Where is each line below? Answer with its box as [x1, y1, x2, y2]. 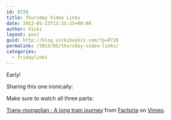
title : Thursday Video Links [6, 15, 81, 21]
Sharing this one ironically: [6, 83, 73, 90]
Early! [6, 71, 21, 78]
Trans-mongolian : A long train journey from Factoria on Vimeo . [6, 106, 166, 113]
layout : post [6, 32, 40, 38]
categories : [6, 49, 37, 55]
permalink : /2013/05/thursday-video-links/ [6, 43, 119, 49]
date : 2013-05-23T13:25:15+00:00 [6, 20, 92, 26]
